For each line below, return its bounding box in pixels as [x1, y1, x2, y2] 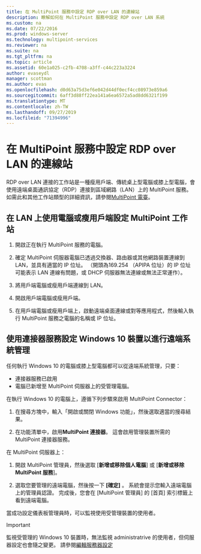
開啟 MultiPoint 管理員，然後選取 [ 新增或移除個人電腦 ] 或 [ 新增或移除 [14, 461, 185, 468]
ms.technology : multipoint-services [6, 37, 98, 43]
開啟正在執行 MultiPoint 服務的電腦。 [14, 241, 106, 248]
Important [6, 521, 31, 528]
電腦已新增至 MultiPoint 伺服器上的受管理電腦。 [14, 382, 133, 390]
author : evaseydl [6, 70, 50, 76]
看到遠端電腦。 [14, 496, 52, 504]
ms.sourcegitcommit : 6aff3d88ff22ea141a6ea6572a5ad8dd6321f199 [6, 92, 168, 98]
